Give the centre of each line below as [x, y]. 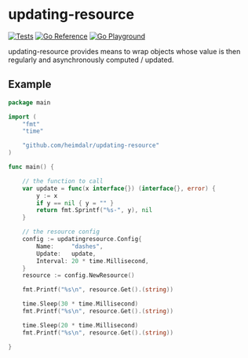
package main [29, 102]
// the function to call [63, 181]
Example [30, 84]
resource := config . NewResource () [78, 276]
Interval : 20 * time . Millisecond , [93, 261]
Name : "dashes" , [70, 246]
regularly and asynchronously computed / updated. [91, 60]
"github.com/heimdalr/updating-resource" [91, 146]
